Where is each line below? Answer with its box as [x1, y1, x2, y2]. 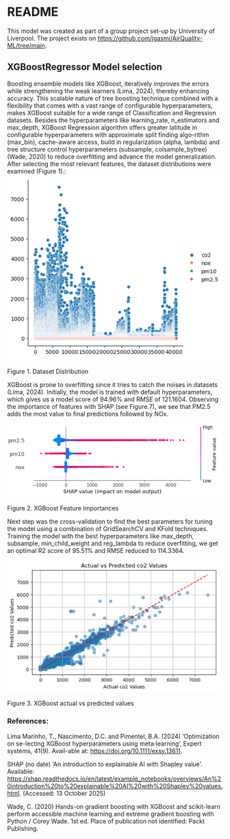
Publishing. [7, 824, 39, 832]
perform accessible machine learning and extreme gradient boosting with [7, 810, 214, 818]
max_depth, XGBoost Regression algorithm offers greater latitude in [7, 123, 197, 131]
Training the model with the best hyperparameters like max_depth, [7, 532, 194, 540]
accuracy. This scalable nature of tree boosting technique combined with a [7, 94, 218, 102]
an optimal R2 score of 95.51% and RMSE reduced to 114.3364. [7, 546, 185, 554]
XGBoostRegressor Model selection [7, 61, 163, 73]
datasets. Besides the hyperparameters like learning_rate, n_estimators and [7, 116, 220, 124]
